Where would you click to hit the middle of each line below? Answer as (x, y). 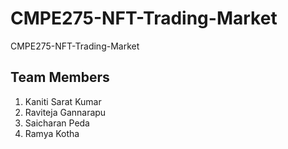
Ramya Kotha (52, 133)
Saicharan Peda (57, 123)
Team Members (60, 77)
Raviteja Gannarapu (65, 112)
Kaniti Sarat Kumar (63, 101)
